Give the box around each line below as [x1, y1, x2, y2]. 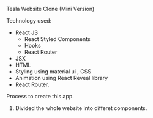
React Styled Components [24, 35, 91, 42]
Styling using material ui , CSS [15, 68, 92, 75]
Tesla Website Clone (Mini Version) [6, 6, 95, 12]
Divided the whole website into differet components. [15, 105, 147, 112]
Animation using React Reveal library [15, 75, 108, 81]
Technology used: [6, 17, 52, 24]
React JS [15, 29, 39, 36]
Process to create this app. [6, 93, 75, 100]
